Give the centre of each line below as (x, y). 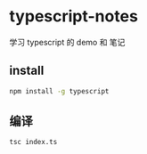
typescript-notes (73, 16)
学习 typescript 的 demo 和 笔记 (67, 42)
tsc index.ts (33, 142)
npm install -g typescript (59, 91)
